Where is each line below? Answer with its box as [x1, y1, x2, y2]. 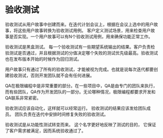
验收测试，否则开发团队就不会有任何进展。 [9, 72, 95, 78]
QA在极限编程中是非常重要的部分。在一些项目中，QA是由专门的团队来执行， [5, 83, 158, 88]
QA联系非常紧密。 [5, 95, 41, 101]
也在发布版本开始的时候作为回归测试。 [5, 56, 81, 62]
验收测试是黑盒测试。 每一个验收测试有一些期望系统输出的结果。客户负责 [5, 44, 151, 50]
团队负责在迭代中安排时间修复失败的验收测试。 [14, 111, 108, 117]
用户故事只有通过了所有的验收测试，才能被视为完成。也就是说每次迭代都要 [5, 66, 154, 72]
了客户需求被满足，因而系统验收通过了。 [5, 127, 86, 134]
